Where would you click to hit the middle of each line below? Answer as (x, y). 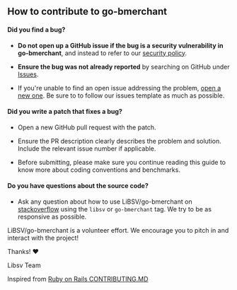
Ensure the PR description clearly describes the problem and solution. (119, 141)
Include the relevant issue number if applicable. (87, 149)
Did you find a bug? (36, 29)
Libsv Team (24, 265)
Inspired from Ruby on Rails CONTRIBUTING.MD (78, 279)
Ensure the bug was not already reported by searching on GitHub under (123, 66)
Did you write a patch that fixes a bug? (65, 112)
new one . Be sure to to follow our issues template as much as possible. (121, 95)
